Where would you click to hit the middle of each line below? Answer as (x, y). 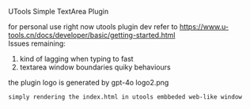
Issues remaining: (37, 43)
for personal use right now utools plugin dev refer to (93, 26)
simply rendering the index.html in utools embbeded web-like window (125, 97)
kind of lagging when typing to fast (76, 59)
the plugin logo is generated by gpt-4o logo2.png (89, 83)
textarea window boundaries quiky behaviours (95, 67)
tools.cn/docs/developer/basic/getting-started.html (92, 35)
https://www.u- (204, 26)
